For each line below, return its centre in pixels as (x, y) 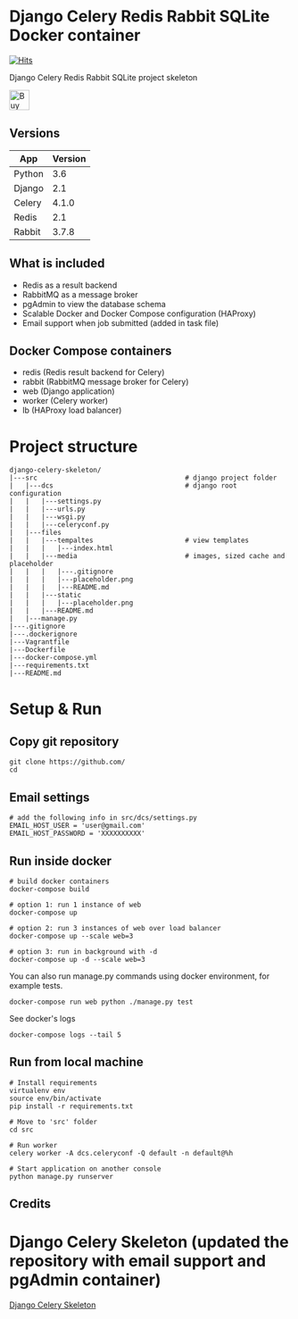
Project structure (74, 446)
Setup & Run (56, 709)
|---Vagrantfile (39, 642)
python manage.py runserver (62, 1176)
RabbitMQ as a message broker (80, 294)
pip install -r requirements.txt (71, 1106)
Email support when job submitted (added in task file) (120, 322)
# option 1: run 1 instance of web (75, 905)
